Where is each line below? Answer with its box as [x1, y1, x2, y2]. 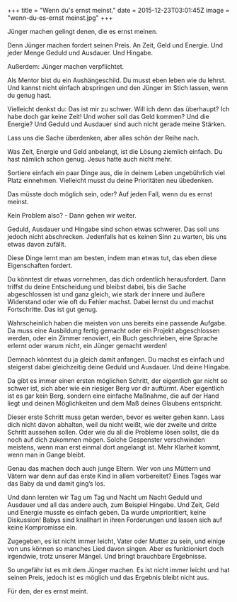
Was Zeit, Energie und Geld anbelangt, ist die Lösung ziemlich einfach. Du [7, 147, 223, 155]
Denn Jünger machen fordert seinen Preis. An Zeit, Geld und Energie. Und [7, 41, 224, 49]
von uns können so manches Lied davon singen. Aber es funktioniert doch [7, 545, 224, 552]
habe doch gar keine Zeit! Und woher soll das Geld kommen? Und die [7, 113, 210, 121]
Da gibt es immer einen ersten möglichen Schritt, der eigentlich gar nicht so [7, 377, 228, 385]
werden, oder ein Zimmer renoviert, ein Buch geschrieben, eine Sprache [7, 334, 218, 342]
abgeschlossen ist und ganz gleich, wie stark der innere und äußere [7, 290, 205, 299]
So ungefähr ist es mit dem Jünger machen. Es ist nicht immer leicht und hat [7, 566, 230, 574]
